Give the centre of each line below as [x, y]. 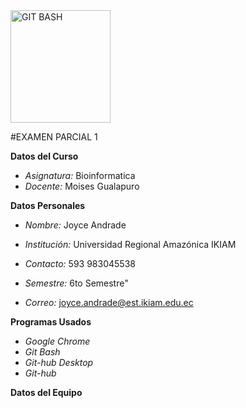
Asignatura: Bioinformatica [80, 175]
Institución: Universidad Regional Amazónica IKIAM [130, 244]
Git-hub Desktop [59, 362]
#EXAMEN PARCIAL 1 [54, 137]
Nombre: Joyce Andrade [75, 225]
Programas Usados [51, 322]
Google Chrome [57, 341]
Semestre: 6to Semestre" [76, 283]
